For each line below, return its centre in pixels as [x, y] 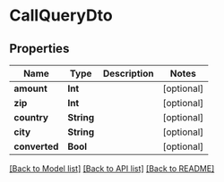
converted [36, 146]
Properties [39, 49]
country [31, 117]
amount [30, 88]
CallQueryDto [61, 16]
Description [128, 74]
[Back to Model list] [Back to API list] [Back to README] [112, 169]
